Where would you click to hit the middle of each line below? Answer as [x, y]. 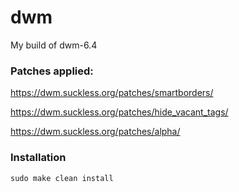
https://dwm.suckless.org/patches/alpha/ [95, 132]
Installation [38, 158]
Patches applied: [52, 71]
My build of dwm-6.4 [54, 45]
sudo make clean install [62, 178]
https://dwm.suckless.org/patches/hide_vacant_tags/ [119, 112]
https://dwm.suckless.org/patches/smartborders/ [112, 93]
